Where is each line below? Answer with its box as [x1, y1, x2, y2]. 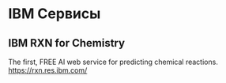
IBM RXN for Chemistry [8, 36, 125, 50]
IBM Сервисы [8, 5, 101, 23]
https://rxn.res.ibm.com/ [8, 66, 88, 75]
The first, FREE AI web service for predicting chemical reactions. [8, 57, 219, 66]
